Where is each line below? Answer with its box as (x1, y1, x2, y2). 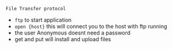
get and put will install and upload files (14, 36, 111, 42)
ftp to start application (14, 16, 72, 24)
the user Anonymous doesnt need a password (14, 29, 131, 36)
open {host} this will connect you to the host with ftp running (14, 23, 168, 30)
